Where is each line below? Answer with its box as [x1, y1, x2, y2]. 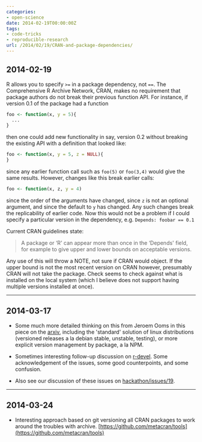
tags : [6, 25, 20, 32]
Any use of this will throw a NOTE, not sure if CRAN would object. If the [6, 257, 183, 265]
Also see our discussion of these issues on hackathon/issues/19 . [14, 377, 176, 384]
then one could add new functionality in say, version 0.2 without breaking [6, 134, 188, 141]
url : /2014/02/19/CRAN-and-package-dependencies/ [6, 43, 133, 49]
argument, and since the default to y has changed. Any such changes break [6, 203, 194, 210]
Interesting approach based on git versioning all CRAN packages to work [14, 416, 195, 423]
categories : [6, 8, 36, 15]
